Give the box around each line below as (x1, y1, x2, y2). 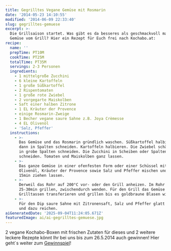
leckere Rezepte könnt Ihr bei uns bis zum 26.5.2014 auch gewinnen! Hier (5, 235, 159, 241)
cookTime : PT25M (10, 54, 44, 60)
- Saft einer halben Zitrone (14, 102, 76, 107)
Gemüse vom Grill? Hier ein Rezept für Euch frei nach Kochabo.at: (10, 36, 156, 41)
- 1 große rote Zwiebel (14, 92, 65, 98)
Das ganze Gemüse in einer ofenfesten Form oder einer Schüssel (18, 163, 158, 168)
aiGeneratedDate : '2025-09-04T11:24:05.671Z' (5, 210, 103, 216)
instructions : (10, 130, 40, 135)
